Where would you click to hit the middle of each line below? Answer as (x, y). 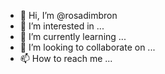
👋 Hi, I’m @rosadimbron (68, 15)
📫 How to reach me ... (66, 58)
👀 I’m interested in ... (62, 26)
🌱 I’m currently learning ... (73, 36)
